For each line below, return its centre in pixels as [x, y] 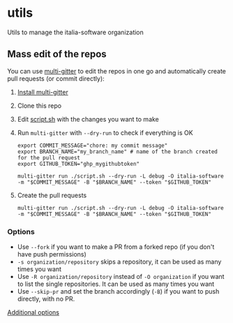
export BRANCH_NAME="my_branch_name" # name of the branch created [117, 152]
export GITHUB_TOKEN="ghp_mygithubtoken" [78, 164]
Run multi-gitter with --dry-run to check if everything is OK [105, 132]
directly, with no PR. [46, 299]
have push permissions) [52, 254]
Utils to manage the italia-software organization [76, 32]
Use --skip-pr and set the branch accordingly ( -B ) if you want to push [118, 292]
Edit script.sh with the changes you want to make [88, 119]
